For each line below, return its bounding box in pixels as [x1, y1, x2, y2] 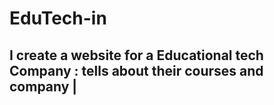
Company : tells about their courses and [9, 62, 264, 79]
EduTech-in [9, 7, 107, 30]
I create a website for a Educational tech [9, 47, 264, 64]
